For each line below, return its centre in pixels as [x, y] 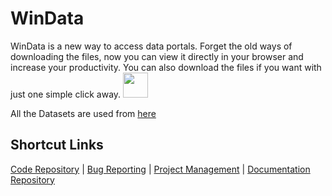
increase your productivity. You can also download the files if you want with [166, 67]
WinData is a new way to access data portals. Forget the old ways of [151, 46]
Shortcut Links [57, 145]
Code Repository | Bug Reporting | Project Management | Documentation [160, 169]
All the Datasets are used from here [83, 113]
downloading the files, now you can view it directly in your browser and [157, 56]
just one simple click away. [66, 94]
